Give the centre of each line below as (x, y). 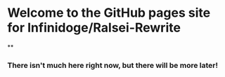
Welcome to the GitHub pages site (109, 13)
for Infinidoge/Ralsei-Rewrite (94, 28)
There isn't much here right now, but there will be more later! (113, 65)
